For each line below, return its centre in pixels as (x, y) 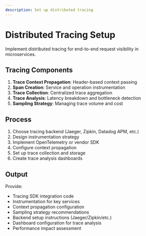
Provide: (14, 186)
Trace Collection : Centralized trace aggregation (62, 93)
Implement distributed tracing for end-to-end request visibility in (72, 49)
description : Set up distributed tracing (49, 10)
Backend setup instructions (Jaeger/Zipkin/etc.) (62, 218)
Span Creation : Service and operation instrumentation (69, 87)
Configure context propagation (45, 148)
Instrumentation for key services (46, 201)
